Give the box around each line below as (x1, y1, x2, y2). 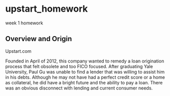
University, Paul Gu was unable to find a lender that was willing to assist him (5, 69, 165, 75)
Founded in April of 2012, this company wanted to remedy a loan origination (5, 58, 164, 64)
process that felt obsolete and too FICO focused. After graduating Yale (5, 63, 153, 69)
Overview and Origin (5, 35, 72, 43)
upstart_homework (5, 3, 88, 15)
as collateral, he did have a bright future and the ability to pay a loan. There (5, 79, 163, 85)
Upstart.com (5, 48, 32, 54)
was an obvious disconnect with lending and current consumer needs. (5, 85, 153, 91)
